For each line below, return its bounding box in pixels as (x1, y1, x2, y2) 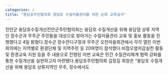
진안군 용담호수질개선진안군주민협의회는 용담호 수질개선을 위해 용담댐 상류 (5, 26, 150, 32)
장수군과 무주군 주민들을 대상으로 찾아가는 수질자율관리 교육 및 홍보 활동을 (10, 32, 155, 38)
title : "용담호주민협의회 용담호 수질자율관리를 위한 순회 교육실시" (5, 12, 126, 17)
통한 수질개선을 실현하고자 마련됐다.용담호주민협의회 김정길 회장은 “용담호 (5, 57, 149, 63)
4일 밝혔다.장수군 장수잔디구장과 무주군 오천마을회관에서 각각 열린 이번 (22, 38, 161, 45)
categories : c (5, 7, 35, 12)
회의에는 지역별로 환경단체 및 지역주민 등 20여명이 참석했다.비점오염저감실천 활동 (5, 45, 163, 51)
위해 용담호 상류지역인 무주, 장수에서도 (14, 63, 90, 70)
